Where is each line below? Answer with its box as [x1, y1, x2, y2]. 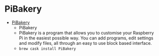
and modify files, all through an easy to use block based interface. [19, 40, 152, 46]
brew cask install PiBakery [19, 46, 76, 51]
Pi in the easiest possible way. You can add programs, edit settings [19, 35, 154, 41]
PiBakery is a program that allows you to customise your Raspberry [19, 30, 154, 36]
